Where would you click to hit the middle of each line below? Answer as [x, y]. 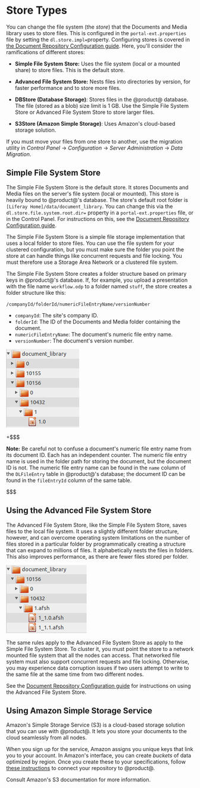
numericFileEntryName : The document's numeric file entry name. [94, 334]
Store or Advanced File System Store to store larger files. [85, 112]
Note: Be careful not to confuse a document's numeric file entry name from [99, 448]
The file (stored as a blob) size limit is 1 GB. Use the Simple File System [102, 105]
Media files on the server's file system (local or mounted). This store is [93, 194]
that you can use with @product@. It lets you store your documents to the [97, 731]
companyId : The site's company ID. [56, 315]
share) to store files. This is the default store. [70, 70]
